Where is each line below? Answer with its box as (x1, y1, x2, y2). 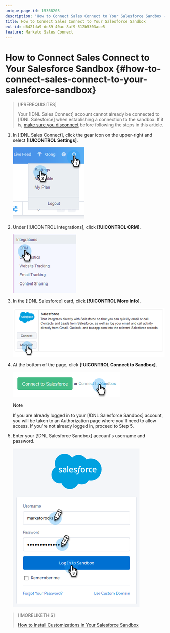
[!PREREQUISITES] (17, 102, 57, 108)
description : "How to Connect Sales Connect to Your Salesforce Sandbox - (5, 13, 166, 19)
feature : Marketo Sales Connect (5, 29, 73, 35)
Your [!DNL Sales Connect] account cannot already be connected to (17, 111, 160, 117)
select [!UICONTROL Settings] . (12, 137, 78, 143)
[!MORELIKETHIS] (17, 612, 55, 618)
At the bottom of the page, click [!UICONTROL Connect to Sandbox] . (12, 362, 157, 368)
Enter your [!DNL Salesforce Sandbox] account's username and (12, 433, 145, 439)
